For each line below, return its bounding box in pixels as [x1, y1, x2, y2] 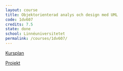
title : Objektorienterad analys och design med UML [5, 12, 118, 17]
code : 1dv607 [5, 17, 33, 22]
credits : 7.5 [5, 21, 33, 27]
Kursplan [5, 50, 24, 56]
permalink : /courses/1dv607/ [5, 36, 68, 41]
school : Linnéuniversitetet [5, 31, 66, 36]
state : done [5, 27, 31, 32]
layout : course [5, 7, 38, 13]
